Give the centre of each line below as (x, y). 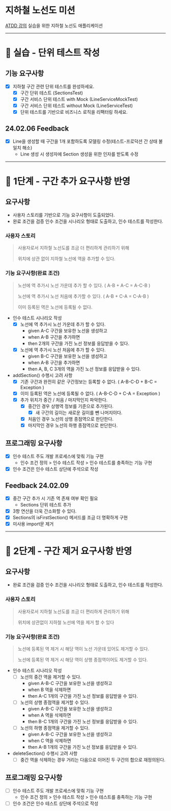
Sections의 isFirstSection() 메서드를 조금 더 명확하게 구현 (70, 518)
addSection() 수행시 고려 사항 (42, 375)
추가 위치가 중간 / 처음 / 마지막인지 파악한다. (64, 400)
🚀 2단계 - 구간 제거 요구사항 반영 (69, 551)
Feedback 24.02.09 (37, 485)
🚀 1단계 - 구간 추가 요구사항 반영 (68, 181)
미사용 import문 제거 (33, 524)
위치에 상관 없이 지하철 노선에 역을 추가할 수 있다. (66, 259)
